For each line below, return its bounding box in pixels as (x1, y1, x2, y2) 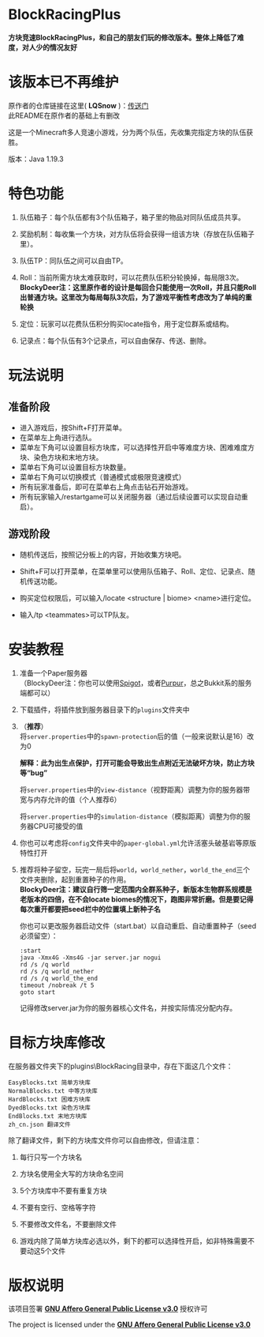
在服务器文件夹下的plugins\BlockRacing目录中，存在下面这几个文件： (8, 1061, 233, 1071)
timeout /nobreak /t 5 (19, 981, 95, 989)
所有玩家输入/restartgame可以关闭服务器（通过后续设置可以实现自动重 (19, 491, 248, 501)
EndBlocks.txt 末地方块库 (8, 1112, 87, 1120)
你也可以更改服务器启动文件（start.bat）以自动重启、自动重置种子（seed (19, 921, 257, 930)
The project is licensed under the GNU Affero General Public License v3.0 (8, 1320, 251, 1329)
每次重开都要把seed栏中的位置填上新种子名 (19, 904, 162, 913)
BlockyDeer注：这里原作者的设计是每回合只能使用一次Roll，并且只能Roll (19, 282, 257, 292)
